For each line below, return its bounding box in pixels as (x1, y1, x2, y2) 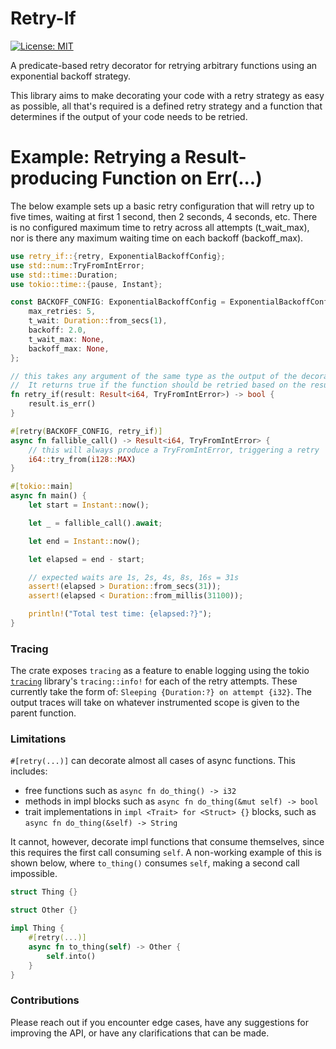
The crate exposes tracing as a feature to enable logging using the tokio (10, 665, 310, 677)
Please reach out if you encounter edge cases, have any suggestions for (10, 1016, 309, 1028)
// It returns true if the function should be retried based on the (10, 380, 307, 391)
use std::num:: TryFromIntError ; (10, 260, 145, 271)
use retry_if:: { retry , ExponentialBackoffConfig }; (10, 251, 226, 261)
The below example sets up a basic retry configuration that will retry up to (10, 200, 315, 212)
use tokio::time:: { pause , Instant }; (10, 279, 163, 289)
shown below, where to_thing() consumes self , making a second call (10, 857, 300, 869)
